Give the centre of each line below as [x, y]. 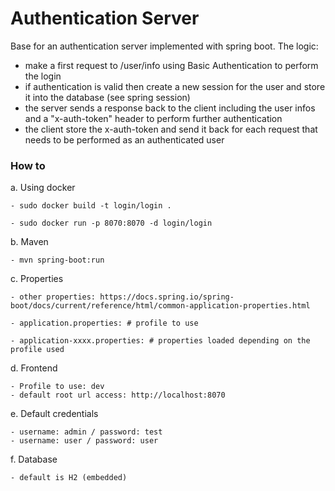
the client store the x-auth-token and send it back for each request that [171, 129]
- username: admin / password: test [86, 432]
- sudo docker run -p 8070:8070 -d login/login [111, 223]
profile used [37, 350]
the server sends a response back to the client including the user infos [170, 108]
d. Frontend [34, 368]
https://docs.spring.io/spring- [167, 297]
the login [43, 76]
